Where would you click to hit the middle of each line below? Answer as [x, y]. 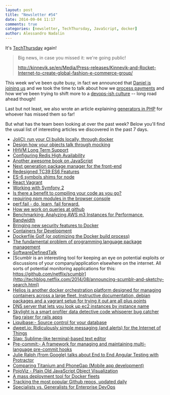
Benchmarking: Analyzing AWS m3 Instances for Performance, [78, 214]
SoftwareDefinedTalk [35, 252]
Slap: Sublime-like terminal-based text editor [59, 338]
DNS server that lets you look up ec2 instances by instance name [81, 306]
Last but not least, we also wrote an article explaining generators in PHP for [84, 109]
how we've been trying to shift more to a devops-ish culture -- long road [81, 94]
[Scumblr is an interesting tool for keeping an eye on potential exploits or [89, 258]
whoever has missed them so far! [40, 114]
